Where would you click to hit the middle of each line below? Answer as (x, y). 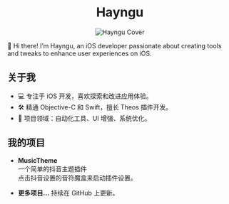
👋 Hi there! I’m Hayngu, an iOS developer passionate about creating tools (114, 45)
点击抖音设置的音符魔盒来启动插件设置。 (77, 178)
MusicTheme (37, 160)
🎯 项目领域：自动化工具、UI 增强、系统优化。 (84, 118)
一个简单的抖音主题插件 (52, 168)
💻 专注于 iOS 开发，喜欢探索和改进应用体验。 (85, 96)
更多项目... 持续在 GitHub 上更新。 (68, 193)
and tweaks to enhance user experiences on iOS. (80, 53)
